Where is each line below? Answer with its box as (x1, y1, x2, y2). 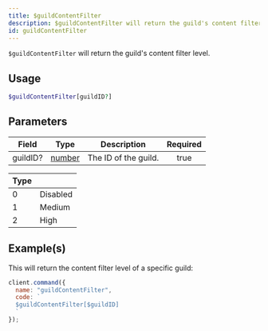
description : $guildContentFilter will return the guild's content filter (8, 19, 262, 27)
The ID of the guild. (87, 152, 160, 163)
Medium (39, 201, 70, 213)
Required (166, 138, 202, 150)
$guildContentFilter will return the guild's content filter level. (8, 49, 211, 58)
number (50, 152, 80, 163)
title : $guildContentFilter (8, 11, 102, 20)
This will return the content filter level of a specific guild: (8, 263, 194, 273)
